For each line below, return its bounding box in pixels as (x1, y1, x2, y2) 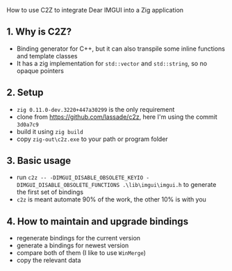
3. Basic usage (6, 155, 72, 167)
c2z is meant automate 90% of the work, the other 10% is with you (16, 195, 206, 204)
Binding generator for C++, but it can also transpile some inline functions (16, 44, 225, 53)
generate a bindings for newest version (16, 241, 129, 249)
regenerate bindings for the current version (16, 234, 140, 243)
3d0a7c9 (16, 121, 39, 128)
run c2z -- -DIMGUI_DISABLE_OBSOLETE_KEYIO (16, 173, 144, 181)
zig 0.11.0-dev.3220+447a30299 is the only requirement (16, 105, 175, 113)
